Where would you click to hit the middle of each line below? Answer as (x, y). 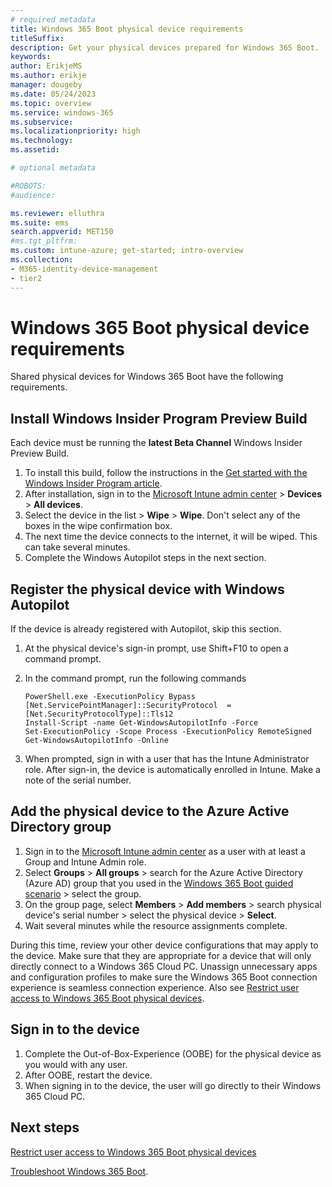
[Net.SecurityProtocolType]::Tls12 (99, 714)
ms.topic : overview (51, 103)
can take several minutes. (77, 547)
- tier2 (26, 278)
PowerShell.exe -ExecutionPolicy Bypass (110, 697)
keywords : (31, 57)
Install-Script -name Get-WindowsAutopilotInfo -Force (141, 723)
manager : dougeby (46, 85)
